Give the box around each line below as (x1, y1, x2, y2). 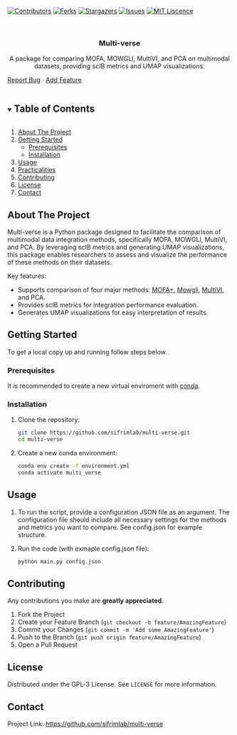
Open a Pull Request (17, 640, 78, 649)
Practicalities (17, 166, 56, 174)
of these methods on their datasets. (7, 258, 112, 266)
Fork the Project (17, 610, 65, 619)
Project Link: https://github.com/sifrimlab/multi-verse (7, 719, 164, 728)
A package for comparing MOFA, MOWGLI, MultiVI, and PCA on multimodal (9, 54, 230, 63)
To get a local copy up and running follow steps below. (7, 347, 167, 356)
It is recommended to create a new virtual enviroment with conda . (7, 381, 201, 391)
